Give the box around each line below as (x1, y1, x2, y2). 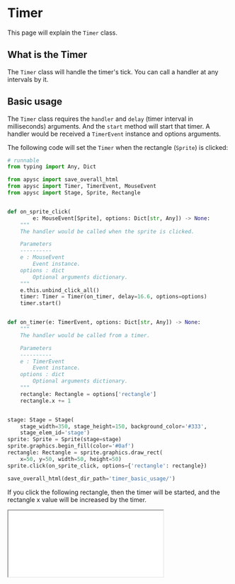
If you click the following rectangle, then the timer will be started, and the (7, 488, 221, 496)
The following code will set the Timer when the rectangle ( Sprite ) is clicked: (7, 143, 229, 151)
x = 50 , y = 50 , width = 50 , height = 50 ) (20, 455, 122, 462)
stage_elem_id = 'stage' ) (20, 429, 91, 436)
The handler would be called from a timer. (20, 332, 151, 339)
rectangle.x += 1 (20, 397, 71, 404)
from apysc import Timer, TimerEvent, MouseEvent (7, 182, 157, 190)
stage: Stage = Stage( (7, 416, 74, 424)
